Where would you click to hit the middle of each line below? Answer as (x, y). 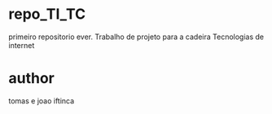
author (32, 79)
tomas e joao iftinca (42, 101)
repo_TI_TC (47, 14)
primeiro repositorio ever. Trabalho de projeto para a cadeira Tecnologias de (136, 37)
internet (22, 45)
